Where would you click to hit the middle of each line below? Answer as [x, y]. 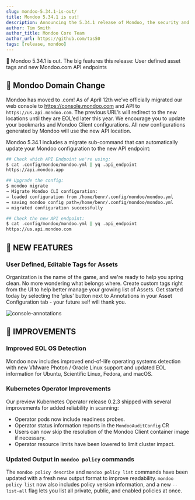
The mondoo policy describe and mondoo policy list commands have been [97, 472]
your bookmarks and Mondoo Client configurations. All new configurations [96, 124]
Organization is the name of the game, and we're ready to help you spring [95, 277]
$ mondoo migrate [27, 186]
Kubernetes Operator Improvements [58, 389]
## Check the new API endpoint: [45, 218]
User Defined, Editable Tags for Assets [62, 264]
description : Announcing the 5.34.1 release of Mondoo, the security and [98, 22]
